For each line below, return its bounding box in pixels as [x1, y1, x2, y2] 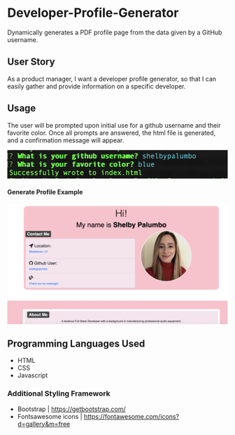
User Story [7, 56, 55, 68]
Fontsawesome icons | [17, 412, 83, 420]
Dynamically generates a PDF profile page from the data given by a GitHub [7, 28, 222, 36]
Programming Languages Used [7, 338, 145, 350]
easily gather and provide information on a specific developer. [7, 82, 186, 91]
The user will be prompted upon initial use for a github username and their [7, 121, 222, 129]
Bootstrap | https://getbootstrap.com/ [17, 405, 126, 413]
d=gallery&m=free [17, 420, 71, 428]
